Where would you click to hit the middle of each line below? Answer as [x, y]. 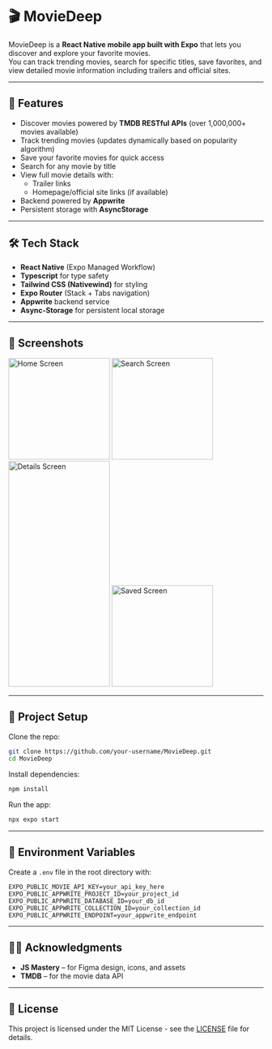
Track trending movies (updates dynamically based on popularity [128, 140]
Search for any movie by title [68, 166]
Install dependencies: [44, 774]
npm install [28, 789]
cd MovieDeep [30, 759]
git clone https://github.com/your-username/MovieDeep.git [110, 751]
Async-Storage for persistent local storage [92, 310]
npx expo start [34, 820]
